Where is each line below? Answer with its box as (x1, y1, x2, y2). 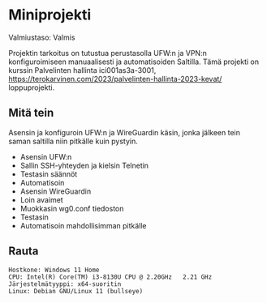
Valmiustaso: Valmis (8, 32, 75, 42)
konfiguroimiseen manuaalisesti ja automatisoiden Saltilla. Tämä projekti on (8, 57, 260, 66)
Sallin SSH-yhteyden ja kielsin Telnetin (19, 160, 149, 170)
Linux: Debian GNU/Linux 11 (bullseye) (8, 287, 144, 295)
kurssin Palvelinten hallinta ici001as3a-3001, (8, 65, 157, 75)
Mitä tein (8, 106, 54, 120)
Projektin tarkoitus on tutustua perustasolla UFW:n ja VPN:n (8, 48, 207, 58)
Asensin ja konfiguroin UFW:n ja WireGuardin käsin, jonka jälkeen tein (8, 127, 241, 137)
